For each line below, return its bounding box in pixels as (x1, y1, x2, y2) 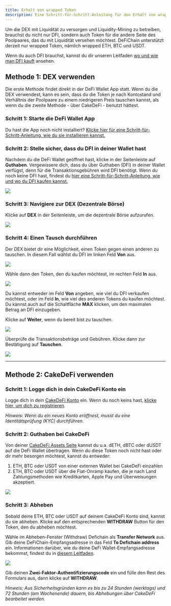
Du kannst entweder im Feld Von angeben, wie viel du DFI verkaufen (5, 290, 149, 296)
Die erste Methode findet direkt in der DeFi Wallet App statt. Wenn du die (5, 86, 158, 92)
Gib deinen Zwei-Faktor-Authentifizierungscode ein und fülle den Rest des (5, 569, 165, 575)
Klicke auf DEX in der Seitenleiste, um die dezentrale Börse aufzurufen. (5, 212, 155, 218)
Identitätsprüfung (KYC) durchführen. (5, 418, 84, 424)
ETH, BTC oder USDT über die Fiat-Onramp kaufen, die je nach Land (12, 468, 157, 474)
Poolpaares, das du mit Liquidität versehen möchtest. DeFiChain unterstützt (5, 37, 164, 43)
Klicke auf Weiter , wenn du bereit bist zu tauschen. (5, 316, 113, 322)
